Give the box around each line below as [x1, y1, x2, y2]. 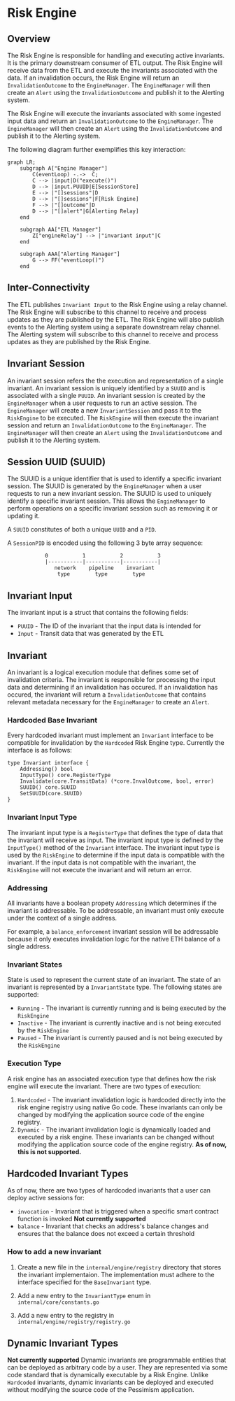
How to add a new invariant [7, 1247, 101, 1257]
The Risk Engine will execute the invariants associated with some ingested [7, 110, 222, 118]
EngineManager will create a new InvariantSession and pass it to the [7, 406, 201, 414]
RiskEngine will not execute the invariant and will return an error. [7, 865, 192, 874]
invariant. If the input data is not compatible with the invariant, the [7, 858, 197, 867]
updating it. [7, 512, 41, 520]
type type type [57, 571, 145, 578]
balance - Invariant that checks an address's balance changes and [17, 1222, 208, 1230]
